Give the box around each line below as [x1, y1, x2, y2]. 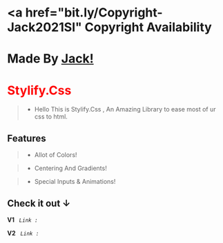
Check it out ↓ [7, 198, 71, 209]
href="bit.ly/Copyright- [25, 5, 164, 21]
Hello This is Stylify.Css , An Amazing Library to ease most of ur [34, 105, 216, 114]
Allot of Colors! [34, 151, 77, 159]
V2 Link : [7, 229, 39, 237]
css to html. [34, 112, 68, 121]
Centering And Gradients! [34, 164, 107, 173]
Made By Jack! [7, 51, 95, 67]
